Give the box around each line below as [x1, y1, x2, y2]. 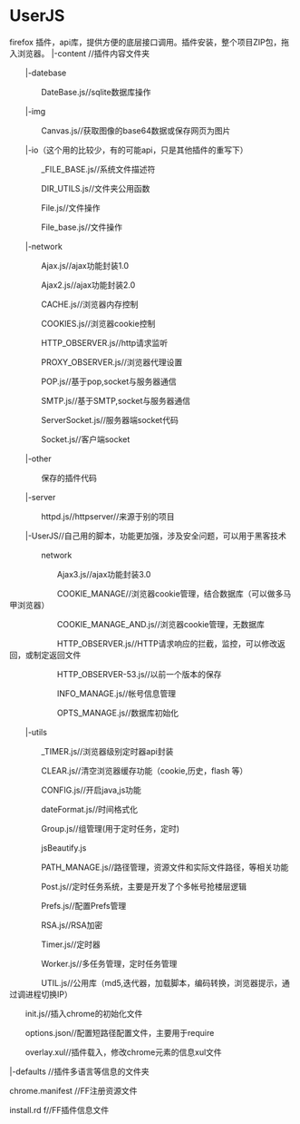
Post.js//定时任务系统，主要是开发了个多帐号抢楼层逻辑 [40, 881, 247, 892]
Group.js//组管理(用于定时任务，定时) [40, 823, 179, 833]
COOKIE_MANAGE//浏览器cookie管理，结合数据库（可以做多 [56, 587, 284, 599]
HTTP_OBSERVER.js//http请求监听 [40, 337, 169, 348]
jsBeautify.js [40, 842, 87, 853]
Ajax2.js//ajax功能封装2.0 [40, 279, 136, 291]
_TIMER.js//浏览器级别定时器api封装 [40, 745, 174, 756]
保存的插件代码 [40, 472, 97, 483]
